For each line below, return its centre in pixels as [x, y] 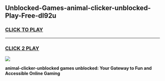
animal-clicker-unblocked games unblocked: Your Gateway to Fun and [79, 68]
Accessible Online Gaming [33, 73]
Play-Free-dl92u [31, 16]
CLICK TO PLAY [24, 30]
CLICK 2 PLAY [22, 48]
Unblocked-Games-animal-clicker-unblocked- [78, 8]
